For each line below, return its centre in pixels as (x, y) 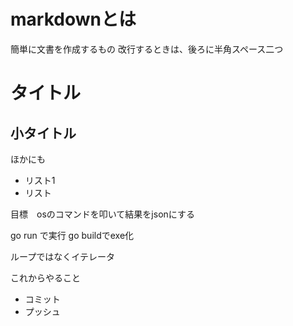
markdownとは (73, 19)
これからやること (45, 277)
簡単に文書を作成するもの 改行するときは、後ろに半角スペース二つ (147, 49)
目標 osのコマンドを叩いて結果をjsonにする (102, 214)
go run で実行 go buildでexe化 (72, 235)
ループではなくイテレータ (62, 256)
